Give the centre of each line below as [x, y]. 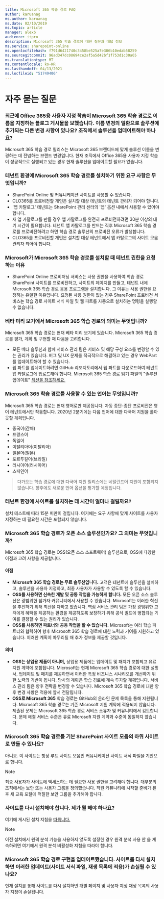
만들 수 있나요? [27, 744]
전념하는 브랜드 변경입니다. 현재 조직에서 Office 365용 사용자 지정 [86, 155]
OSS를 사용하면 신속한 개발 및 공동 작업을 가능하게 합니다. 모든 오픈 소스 [81, 594]
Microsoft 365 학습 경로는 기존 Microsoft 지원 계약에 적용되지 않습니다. [87, 704]
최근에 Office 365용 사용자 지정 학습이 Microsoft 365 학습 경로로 [78, 116]
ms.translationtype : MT [29, 60]
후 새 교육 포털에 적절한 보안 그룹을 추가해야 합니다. [54, 794]
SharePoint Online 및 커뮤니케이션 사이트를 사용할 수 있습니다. [72, 195]
